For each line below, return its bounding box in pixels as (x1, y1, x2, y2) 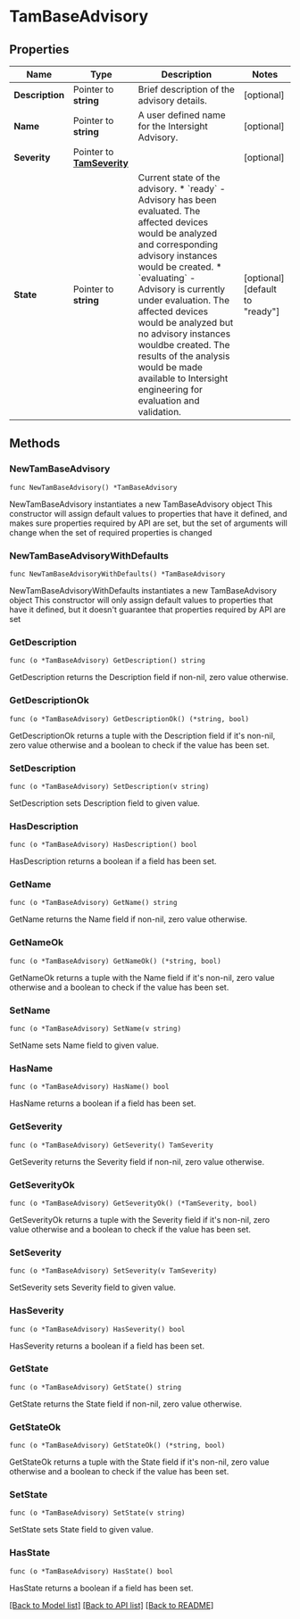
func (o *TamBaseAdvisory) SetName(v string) (9, 1025, 181, 1034)
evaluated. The (137, 205, 201, 217)
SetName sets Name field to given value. (9, 1040, 159, 1050)
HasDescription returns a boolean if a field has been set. (9, 856, 217, 867)
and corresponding (137, 238, 219, 251)
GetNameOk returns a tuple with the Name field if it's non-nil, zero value (9, 972, 275, 983)
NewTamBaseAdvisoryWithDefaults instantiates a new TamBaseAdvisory (9, 585, 277, 595)
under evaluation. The (137, 295, 230, 306)
